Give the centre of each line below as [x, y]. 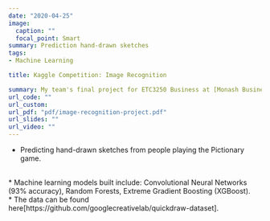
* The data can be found [49, 199]
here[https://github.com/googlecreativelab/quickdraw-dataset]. [114, 208]
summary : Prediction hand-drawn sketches [79, 46]
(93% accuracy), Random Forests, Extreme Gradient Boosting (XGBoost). [129, 191]
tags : [17, 53]
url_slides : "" [34, 120]
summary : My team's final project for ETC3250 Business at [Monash [124, 89]
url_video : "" [32, 127]
